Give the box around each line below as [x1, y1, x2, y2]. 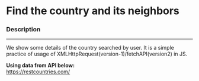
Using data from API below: [6, 62, 75, 69]
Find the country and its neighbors [6, 4, 179, 18]
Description [6, 25, 41, 34]
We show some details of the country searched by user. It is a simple [6, 44, 175, 51]
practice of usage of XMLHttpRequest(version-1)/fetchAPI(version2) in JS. [6, 50, 188, 57]
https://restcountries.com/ [6, 68, 70, 75]
